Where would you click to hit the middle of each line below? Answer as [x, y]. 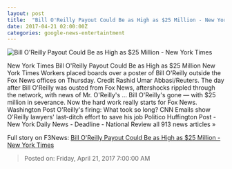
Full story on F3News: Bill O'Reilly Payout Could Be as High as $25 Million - [114, 138]
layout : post [26, 13]
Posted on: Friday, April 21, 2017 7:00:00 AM [87, 159]
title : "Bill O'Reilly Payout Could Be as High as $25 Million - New [111, 20]
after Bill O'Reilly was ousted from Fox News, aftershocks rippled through [111, 88]
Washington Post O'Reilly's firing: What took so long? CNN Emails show [109, 110]
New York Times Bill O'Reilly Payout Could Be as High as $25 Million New [112, 66]
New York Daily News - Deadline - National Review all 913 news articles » [112, 124]
